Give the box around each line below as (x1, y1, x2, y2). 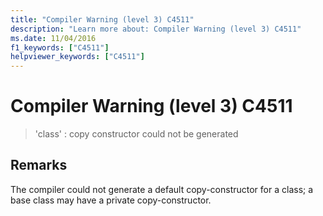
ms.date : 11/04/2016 (10, 33, 97, 43)
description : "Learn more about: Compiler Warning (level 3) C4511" (10, 24, 302, 34)
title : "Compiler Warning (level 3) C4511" (10, 14, 195, 25)
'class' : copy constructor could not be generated (34, 128, 239, 140)
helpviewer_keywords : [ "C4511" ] (10, 52, 145, 62)
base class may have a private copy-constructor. (10, 194, 212, 206)
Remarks (10, 157, 68, 174)
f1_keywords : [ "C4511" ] (10, 42, 110, 53)
